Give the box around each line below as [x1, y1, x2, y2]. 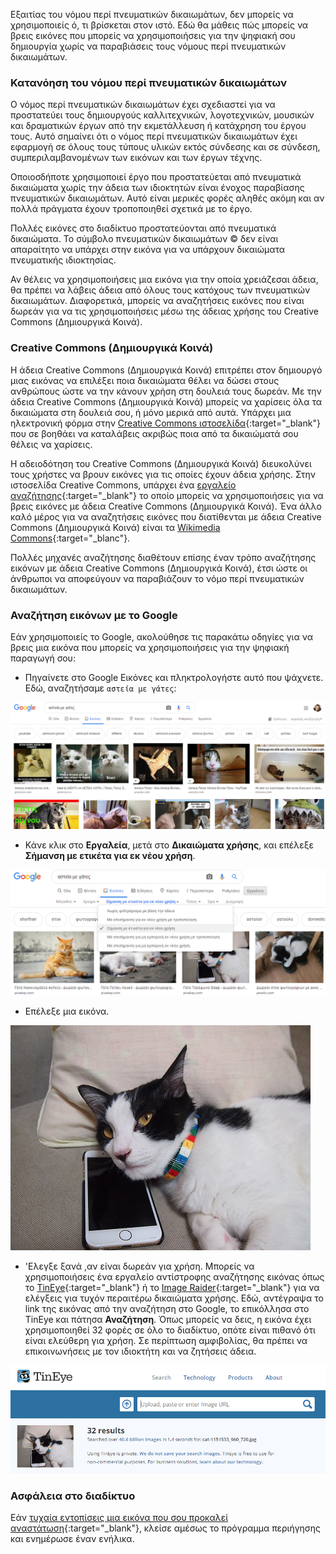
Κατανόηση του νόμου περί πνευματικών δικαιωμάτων [10, 75, 288, 89]
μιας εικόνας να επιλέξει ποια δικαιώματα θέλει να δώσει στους [10, 374, 280, 386]
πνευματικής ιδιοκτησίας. [10, 254, 117, 266]
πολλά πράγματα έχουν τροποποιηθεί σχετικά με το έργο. [10, 203, 253, 215]
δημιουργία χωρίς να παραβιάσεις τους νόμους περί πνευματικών [10, 40, 287, 52]
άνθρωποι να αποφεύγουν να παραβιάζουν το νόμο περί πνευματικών [10, 572, 305, 584]
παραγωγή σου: [10, 652, 76, 664]
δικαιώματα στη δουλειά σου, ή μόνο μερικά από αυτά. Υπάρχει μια [10, 406, 292, 418]
